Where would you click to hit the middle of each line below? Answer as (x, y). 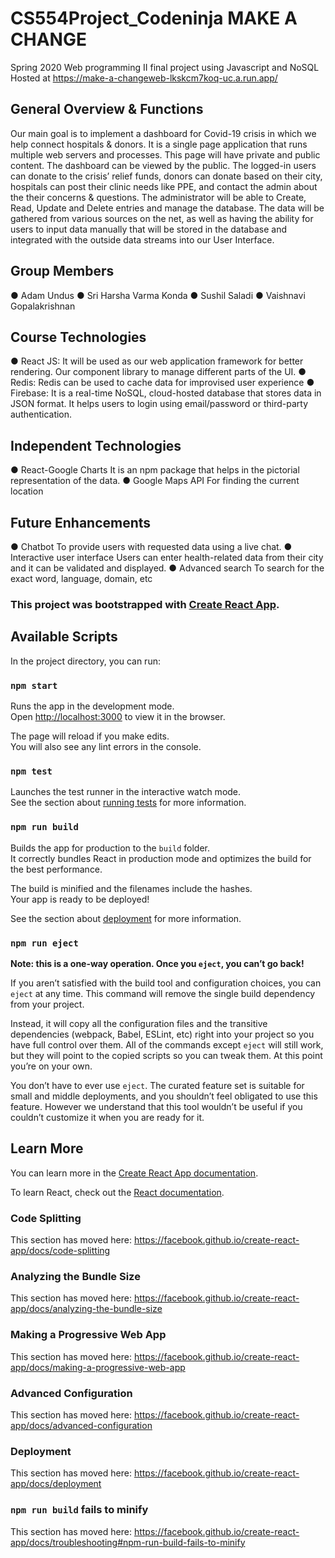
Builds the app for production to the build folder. (110, 848)
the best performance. (56, 869)
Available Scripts (64, 637)
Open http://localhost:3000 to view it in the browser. (118, 717)
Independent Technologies (96, 445)
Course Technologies (78, 337)
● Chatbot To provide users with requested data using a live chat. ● (151, 546)
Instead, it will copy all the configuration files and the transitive (139, 1023)
